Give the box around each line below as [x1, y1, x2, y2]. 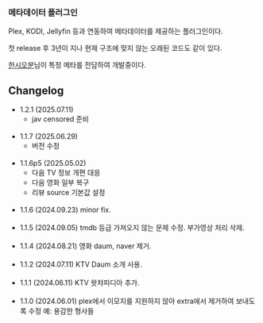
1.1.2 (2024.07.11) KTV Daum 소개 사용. [19, 260, 143, 269]
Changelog [8, 83, 64, 97]
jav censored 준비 [31, 114, 90, 124]
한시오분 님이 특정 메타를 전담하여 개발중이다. [8, 60, 147, 70]
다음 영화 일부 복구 [31, 178, 90, 187]
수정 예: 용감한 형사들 [28, 306, 95, 316]
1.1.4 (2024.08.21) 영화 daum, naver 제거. [19, 241, 152, 251]
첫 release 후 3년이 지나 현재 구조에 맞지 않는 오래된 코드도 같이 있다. [8, 44, 222, 53]
